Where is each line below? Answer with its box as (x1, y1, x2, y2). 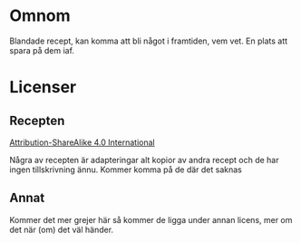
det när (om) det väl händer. (9, 224, 114, 235)
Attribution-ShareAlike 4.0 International (9, 137, 156, 148)
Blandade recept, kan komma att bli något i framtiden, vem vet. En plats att (9, 35, 288, 46)
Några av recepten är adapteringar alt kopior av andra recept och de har (9, 154, 279, 165)
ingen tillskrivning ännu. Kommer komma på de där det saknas (9, 164, 242, 175)
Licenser (9, 77, 77, 98)
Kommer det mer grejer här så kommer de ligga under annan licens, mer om (9, 214, 293, 225)
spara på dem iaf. (9, 44, 75, 55)
